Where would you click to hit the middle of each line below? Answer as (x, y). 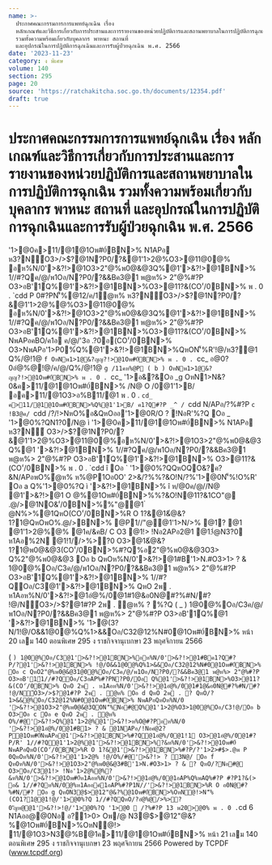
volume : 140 (28, 69)
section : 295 (30, 76)
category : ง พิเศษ (36, 61)
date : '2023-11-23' (41, 53)
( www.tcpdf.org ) (36, 852)
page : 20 (23, 83)
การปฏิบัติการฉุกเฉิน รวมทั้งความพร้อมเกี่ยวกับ (130, 192)
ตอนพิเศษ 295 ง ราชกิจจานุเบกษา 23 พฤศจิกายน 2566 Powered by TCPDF (119, 843)
